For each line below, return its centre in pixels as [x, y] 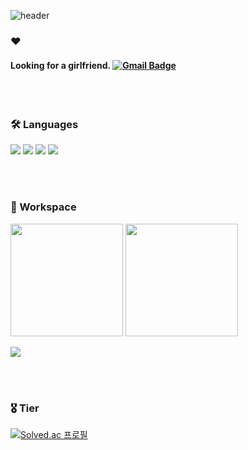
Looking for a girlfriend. [60, 65]
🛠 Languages [44, 125]
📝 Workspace [43, 207]
